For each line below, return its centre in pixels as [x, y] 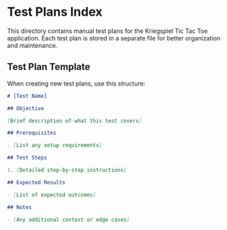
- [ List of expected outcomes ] [52, 195]
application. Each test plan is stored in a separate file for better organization [114, 38]
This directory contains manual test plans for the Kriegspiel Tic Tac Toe [108, 31]
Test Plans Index [55, 12]
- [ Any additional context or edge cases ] [68, 220]
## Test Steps [27, 158]
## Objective [26, 108]
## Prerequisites [32, 133]
